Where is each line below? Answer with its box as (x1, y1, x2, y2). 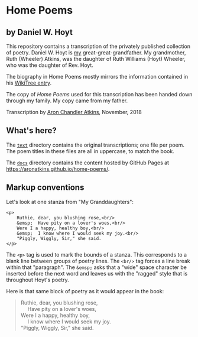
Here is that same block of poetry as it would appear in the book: (6, 287, 164, 294)
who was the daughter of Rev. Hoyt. (6, 61, 93, 69)
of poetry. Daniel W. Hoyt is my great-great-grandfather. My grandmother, (6, 49, 186, 56)
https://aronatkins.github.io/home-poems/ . (6, 165, 110, 172)
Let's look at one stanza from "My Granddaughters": (6, 198, 134, 205)
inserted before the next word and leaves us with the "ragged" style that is (6, 270, 188, 277)
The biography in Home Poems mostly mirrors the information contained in (6, 73, 188, 80)
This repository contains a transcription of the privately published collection (6, 43, 191, 50)
